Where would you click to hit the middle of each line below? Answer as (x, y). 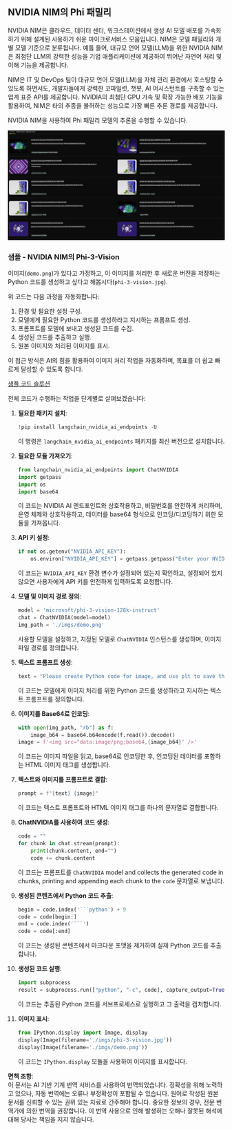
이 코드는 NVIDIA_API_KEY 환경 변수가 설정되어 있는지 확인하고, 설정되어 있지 (120, 573)
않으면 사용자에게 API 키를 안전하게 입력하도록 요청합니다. (95, 582)
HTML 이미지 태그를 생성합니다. (68, 765)
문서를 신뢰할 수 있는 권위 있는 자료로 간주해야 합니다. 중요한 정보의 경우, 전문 (112, 1102)
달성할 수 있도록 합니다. (52, 369)
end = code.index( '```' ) (53, 924)
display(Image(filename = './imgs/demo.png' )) (83, 1047)
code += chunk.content (63, 858)
